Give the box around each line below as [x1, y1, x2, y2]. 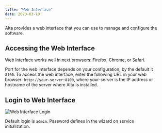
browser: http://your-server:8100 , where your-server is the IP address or [5, 77, 154, 83]
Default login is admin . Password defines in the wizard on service [5, 118, 134, 124]
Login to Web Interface [5, 96, 76, 104]
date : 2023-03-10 [5, 12, 40, 17]
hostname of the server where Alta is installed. [5, 82, 98, 88]
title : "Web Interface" [5, 7, 53, 12]
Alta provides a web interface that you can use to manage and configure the [5, 25, 158, 31]
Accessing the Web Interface [5, 44, 95, 52]
